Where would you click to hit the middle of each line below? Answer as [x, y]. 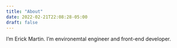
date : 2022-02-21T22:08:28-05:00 [47, 17]
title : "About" [25, 11]
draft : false [22, 22]
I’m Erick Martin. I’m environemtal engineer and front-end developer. [88, 39]
